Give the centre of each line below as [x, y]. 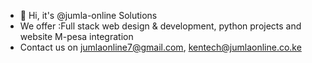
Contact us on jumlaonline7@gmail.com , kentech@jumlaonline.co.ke [160, 47]
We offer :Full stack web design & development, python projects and [160, 26]
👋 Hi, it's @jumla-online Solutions [88, 15]
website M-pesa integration [76, 36]
